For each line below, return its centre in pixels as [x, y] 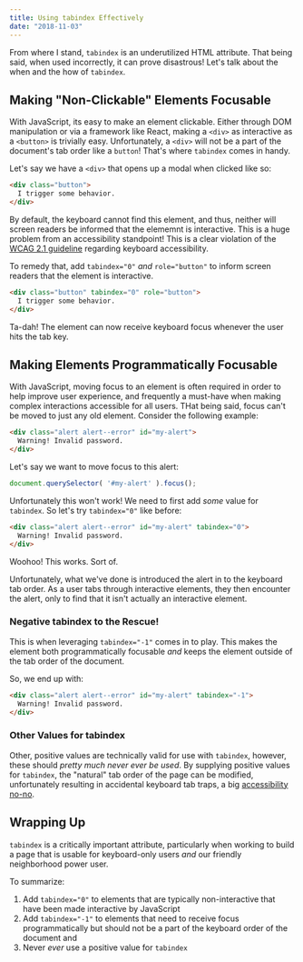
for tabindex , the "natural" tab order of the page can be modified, [132, 775]
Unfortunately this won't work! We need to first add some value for [134, 500]
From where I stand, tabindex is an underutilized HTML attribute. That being [151, 52]
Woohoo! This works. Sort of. [64, 561]
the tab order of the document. [67, 661]
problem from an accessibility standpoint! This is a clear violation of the [143, 238]
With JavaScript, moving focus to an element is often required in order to [145, 386]
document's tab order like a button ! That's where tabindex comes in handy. [150, 151]
